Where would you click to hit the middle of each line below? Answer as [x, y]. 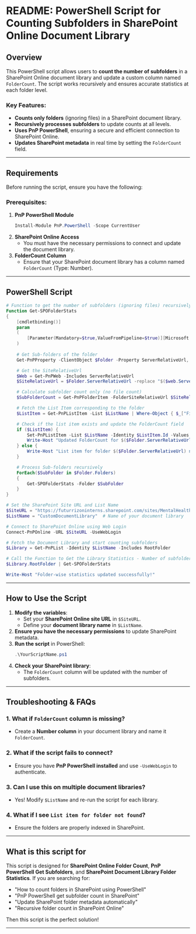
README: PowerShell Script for [83, 11]
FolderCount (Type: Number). [58, 268]
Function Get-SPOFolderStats [41, 311]
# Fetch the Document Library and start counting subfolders [82, 543]
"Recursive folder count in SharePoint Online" [69, 908]
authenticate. [30, 772]
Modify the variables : [41, 612]
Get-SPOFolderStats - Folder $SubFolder [76, 484]
